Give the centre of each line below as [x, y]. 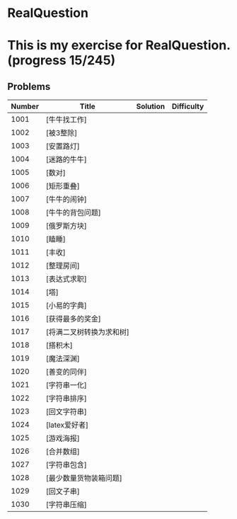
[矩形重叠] [63, 186]
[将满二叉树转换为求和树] [87, 332]
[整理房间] [63, 266]
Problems [29, 86]
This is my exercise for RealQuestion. [119, 46]
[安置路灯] [63, 147]
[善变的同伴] [66, 372]
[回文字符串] [66, 412]
